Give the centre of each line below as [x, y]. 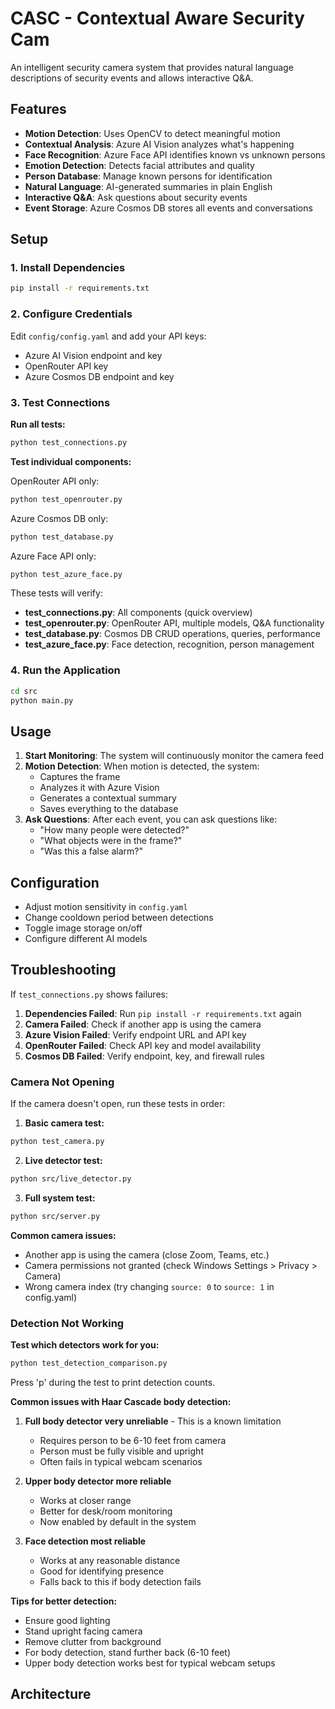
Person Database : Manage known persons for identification [148, 176]
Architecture [51, 1694]
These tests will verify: [56, 593]
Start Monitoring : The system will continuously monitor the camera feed [174, 756]
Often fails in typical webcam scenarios [121, 1461]
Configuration [55, 882]
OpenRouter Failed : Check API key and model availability [143, 1045]
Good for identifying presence [102, 1571]
